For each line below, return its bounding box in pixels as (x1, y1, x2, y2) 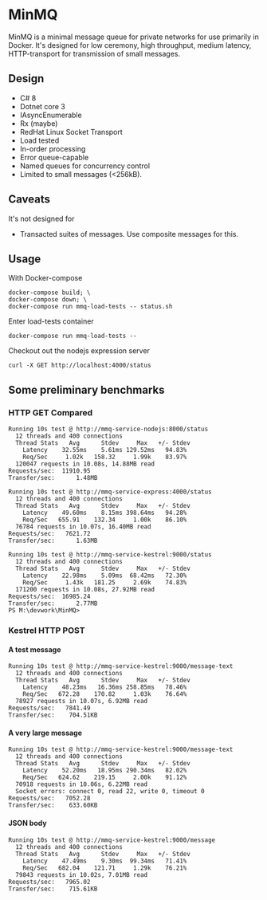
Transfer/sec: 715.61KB (8, 885, 98, 893)
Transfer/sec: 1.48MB (8, 474, 98, 482)
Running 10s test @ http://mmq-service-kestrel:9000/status (8, 551, 213, 559)
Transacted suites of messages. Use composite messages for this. (19, 229, 239, 238)
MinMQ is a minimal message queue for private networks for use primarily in (8, 32, 259, 41)
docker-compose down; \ (8, 296, 88, 304)
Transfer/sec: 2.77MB (8, 599, 98, 607)
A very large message (8, 728, 82, 737)
